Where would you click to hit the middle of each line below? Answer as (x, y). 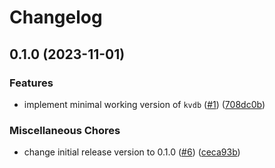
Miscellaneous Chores (65, 130)
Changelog (56, 17)
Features (31, 83)
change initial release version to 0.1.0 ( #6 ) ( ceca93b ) (132, 152)
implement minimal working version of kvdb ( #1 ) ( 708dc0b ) (144, 104)
